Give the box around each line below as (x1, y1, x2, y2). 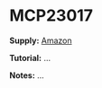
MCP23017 (9, 5, 93, 26)
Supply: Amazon (9, 35, 72, 46)
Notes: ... (9, 69, 45, 81)
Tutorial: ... (9, 52, 51, 63)
